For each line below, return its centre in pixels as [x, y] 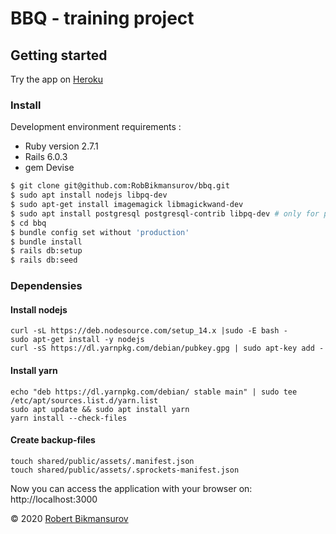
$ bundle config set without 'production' [100, 232]
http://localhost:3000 [54, 499]
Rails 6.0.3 [46, 157]
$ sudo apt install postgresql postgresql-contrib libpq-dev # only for [165, 213]
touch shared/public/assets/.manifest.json [102, 461]
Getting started [59, 55]
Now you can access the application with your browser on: [131, 488]
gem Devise [49, 168]
